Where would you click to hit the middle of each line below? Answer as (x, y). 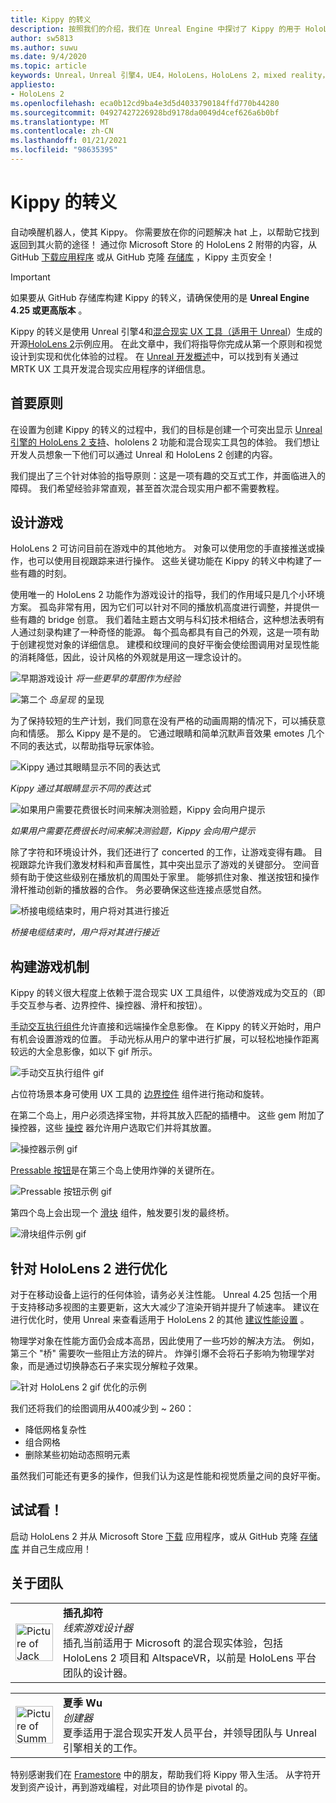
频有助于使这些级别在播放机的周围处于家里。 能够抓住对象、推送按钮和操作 (165, 877)
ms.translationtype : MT (60, 122)
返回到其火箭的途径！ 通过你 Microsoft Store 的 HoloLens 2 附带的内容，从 (163, 244)
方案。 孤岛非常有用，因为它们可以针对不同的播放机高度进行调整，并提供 (160, 607)
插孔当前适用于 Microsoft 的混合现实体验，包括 (173, 1643)
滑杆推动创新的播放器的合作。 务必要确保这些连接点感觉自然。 (138, 890)
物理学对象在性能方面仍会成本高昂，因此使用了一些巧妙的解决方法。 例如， (165, 1341)
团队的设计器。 (98, 1673)
